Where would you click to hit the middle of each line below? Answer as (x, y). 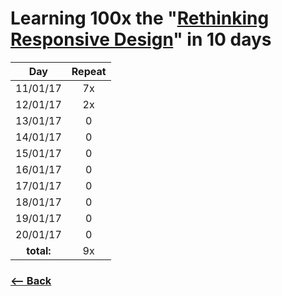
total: (39, 250)
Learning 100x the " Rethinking (140, 18)
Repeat (89, 71)
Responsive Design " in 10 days (141, 39)
